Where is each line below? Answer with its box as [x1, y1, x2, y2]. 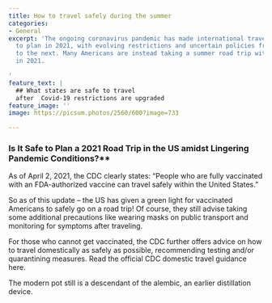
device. [8, 287, 33, 297]
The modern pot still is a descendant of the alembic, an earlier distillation [8, 278, 251, 288]
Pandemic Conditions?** [8, 153, 111, 164]
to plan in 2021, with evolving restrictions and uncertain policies [15, 42, 255, 50]
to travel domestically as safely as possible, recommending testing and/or [8, 246, 255, 255]
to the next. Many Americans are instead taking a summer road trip [15, 49, 252, 57]
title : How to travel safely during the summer [8, 11, 172, 20]
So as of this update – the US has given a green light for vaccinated [8, 196, 233, 205]
